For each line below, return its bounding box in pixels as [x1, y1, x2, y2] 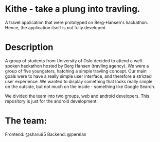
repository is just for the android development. [5, 98, 98, 104]
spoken [5, 63, 20, 69]
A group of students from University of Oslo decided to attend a [5, 57, 133, 64]
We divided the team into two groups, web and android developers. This [5, 93, 150, 99]
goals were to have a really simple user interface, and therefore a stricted [5, 73, 152, 79]
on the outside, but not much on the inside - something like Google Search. [5, 84, 156, 89]
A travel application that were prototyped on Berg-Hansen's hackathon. [5, 19, 148, 25]
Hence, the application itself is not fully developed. [5, 24, 107, 30]
